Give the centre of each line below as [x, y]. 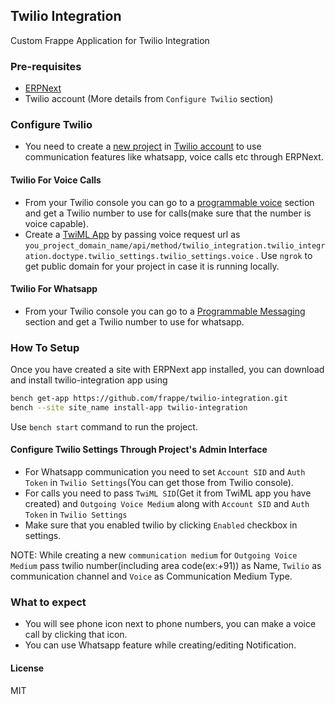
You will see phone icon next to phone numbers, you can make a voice [170, 624]
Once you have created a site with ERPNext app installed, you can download [167, 370]
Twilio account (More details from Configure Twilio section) [149, 99]
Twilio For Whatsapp [54, 289]
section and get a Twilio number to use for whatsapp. [134, 321]
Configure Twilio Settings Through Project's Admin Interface [139, 450]
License [27, 668]
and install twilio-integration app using [89, 380]
